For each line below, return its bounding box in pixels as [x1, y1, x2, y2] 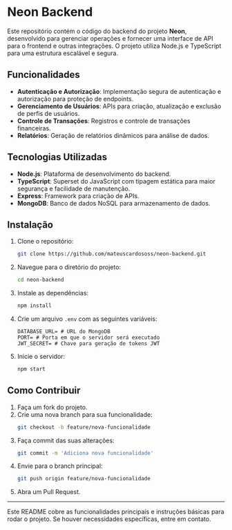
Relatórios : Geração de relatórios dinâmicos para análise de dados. [17, 131, 210, 139]
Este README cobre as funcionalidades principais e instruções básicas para [7, 508, 224, 516]
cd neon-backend [17, 277, 64, 284]
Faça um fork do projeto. [17, 403, 88, 411]
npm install [17, 302, 52, 309]
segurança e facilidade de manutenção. [17, 184, 130, 193]
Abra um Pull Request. [17, 488, 81, 496]
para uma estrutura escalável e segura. [7, 49, 119, 57]
